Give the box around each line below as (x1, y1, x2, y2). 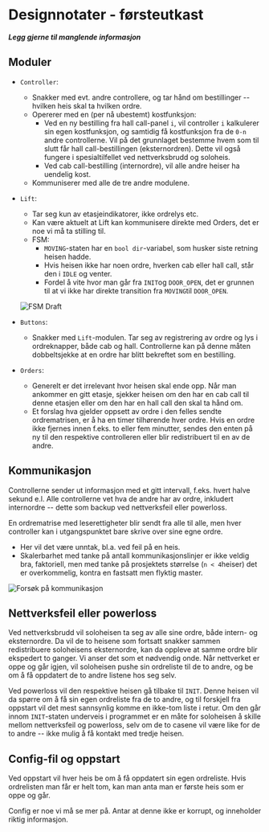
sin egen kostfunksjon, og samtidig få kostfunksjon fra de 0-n (43, 126, 247, 136)
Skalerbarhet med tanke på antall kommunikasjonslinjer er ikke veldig (19, 551, 250, 560)
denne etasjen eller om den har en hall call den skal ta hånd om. (31, 398, 243, 408)
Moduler (8, 55, 52, 69)
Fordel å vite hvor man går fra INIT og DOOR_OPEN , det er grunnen (43, 277, 255, 287)
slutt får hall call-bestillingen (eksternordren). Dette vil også (43, 143, 241, 154)
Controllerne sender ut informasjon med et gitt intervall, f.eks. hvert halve (8, 485, 251, 495)
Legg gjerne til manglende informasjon (8, 32, 141, 42)
